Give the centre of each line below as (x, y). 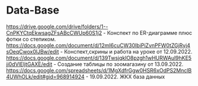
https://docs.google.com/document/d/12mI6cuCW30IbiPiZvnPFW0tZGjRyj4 (98, 45)
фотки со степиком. (31, 39)
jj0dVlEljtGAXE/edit (29, 64)
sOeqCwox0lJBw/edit (33, 51)
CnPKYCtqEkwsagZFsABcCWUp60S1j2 (54, 32)
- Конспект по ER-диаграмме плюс (147, 32)
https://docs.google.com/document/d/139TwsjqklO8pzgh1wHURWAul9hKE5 (99, 58)
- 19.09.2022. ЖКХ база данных (125, 77)
